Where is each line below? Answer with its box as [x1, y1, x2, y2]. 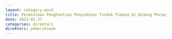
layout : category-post [5, 7, 54, 13]
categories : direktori [5, 21, 54, 27]
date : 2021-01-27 [5, 17, 42, 22]
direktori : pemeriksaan [5, 26, 56, 31]
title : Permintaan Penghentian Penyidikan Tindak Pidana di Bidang [5, 12, 153, 17]
